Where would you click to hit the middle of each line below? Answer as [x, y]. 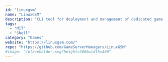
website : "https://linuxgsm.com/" [41, 42]
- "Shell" [20, 33]
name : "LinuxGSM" [23, 14]
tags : [11, 24]
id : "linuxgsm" [21, 10]
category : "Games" [24, 38]
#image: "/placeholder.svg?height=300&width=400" [58, 51]
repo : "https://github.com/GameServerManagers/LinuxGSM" [66, 47]
